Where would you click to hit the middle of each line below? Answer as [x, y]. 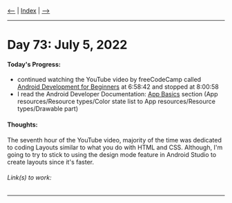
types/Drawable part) [48, 109]
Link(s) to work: [29, 178]
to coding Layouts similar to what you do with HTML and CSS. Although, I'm [115, 147]
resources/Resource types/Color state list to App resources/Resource [116, 101]
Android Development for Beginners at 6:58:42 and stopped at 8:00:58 [118, 87]
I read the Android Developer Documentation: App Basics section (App [117, 94]
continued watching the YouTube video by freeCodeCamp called [109, 80]
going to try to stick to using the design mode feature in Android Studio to [112, 154]
